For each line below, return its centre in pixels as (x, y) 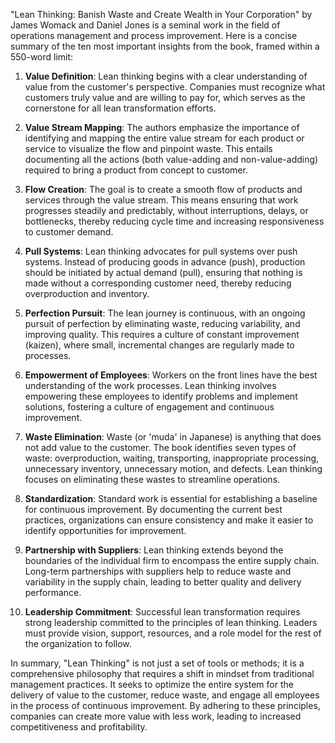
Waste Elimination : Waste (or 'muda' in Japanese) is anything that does (173, 437)
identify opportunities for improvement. (105, 530)
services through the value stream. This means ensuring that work (161, 200)
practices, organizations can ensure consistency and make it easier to (169, 520)
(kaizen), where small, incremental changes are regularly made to (159, 345)
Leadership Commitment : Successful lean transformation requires (162, 612)
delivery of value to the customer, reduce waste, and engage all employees (165, 695)
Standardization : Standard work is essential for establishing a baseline (171, 498)
